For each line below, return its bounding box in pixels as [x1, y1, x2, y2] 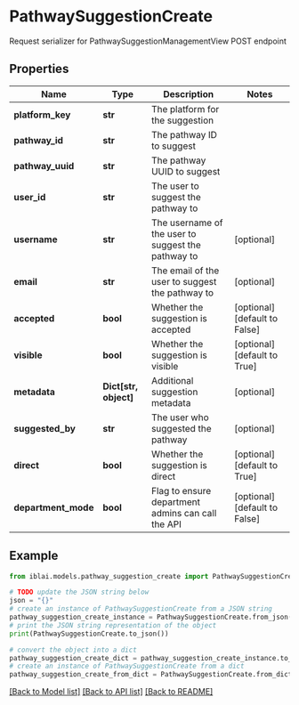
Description [163, 87, 214, 100]
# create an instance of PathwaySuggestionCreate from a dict [9, 661, 245, 671]
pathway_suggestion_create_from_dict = [9, 670, 158, 679]
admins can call [150, 506, 217, 519]
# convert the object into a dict [9, 645, 138, 654]
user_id [13, 190, 46, 203]
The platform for [150, 102, 220, 115]
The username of [150, 216, 223, 229]
